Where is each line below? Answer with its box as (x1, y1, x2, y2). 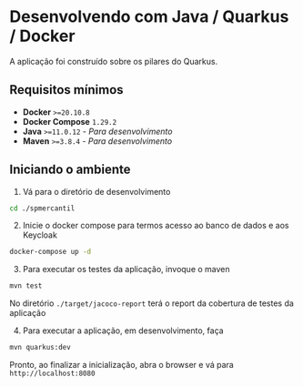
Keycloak (22, 229, 57, 240)
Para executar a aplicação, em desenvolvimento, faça (22, 325, 225, 336)
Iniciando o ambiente (9, 162, 131, 178)
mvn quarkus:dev (9, 343, 71, 352)
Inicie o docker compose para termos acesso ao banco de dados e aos (22, 220, 289, 231)
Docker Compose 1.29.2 (22, 116, 117, 127)
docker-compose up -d (9, 248, 92, 257)
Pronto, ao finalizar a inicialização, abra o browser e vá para (9, 360, 234, 371)
